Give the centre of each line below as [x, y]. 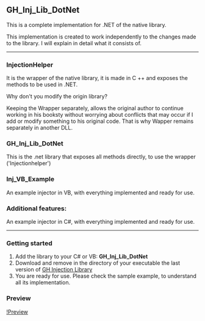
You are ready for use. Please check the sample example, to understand [106, 276]
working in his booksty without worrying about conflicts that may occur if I [100, 115]
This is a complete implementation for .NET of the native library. [86, 24]
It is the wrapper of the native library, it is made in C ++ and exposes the [97, 78]
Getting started [30, 243]
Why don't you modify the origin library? [57, 97]
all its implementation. [43, 282]
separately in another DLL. [40, 128]
